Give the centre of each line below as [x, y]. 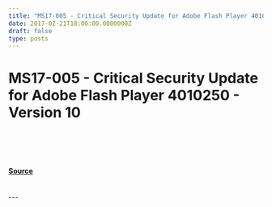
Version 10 [45, 113]
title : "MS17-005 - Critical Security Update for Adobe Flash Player [128, 16]
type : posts [28, 38]
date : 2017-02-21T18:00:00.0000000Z [70, 23]
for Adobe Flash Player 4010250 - [124, 96]
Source [21, 171]
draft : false [30, 31]
